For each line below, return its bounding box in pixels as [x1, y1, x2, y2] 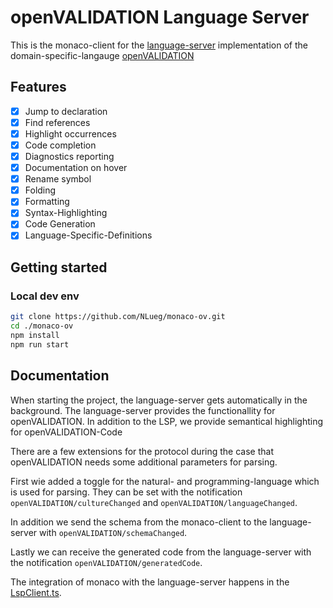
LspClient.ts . [10, 586, 62, 598]
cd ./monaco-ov [10, 321, 74, 331]
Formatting [24, 196, 70, 208]
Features [10, 79, 67, 96]
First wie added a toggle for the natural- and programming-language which [10, 475, 320, 487]
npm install [10, 330, 60, 340]
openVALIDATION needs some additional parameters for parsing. [10, 456, 278, 468]
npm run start [10, 339, 70, 350]
